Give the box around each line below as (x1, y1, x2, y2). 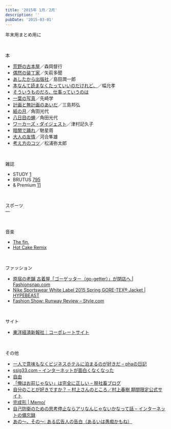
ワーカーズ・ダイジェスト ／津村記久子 (12, 121, 94, 127)
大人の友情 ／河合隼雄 (12, 134, 58, 140)
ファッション (5, 265, 32, 271)
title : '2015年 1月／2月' (5, 7, 58, 13)
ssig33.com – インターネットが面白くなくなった (12, 367, 114, 374)
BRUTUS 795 (12, 177, 41, 183)
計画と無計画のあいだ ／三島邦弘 (12, 102, 80, 108)
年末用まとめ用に (5, 32, 41, 38)
